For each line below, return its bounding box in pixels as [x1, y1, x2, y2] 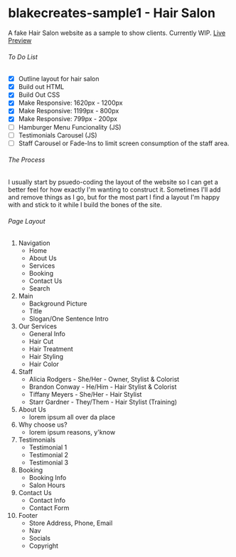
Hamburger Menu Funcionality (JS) [18, 123, 122, 131]
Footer [18, 511, 38, 520]
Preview [8, 36, 32, 44]
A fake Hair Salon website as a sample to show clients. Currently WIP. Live [8, 28, 226, 37]
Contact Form [28, 504, 70, 512]
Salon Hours [28, 481, 66, 489]
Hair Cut [28, 337, 54, 346]
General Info [28, 330, 66, 338]
